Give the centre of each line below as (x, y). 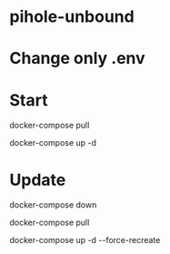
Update (38, 180)
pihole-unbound (72, 17)
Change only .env (77, 59)
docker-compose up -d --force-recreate (85, 240)
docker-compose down (53, 205)
